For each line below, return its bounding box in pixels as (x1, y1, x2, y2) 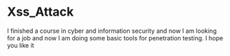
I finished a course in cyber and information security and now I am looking (7, 27, 217, 35)
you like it (7, 41, 34, 49)
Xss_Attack (7, 4, 74, 20)
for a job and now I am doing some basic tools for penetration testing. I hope (7, 33, 223, 42)
